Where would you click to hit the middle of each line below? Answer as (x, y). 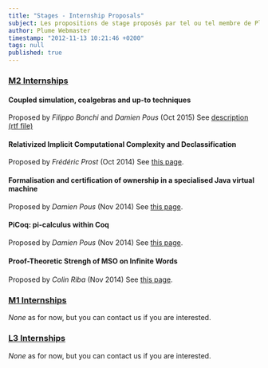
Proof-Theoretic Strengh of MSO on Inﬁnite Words (93, 261)
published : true (35, 53)
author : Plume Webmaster (49, 30)
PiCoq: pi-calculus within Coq (59, 225)
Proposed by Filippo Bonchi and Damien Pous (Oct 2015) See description (128, 117)
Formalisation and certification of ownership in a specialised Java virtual (132, 180)
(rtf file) (21, 126)
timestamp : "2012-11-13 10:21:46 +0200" (77, 38)
